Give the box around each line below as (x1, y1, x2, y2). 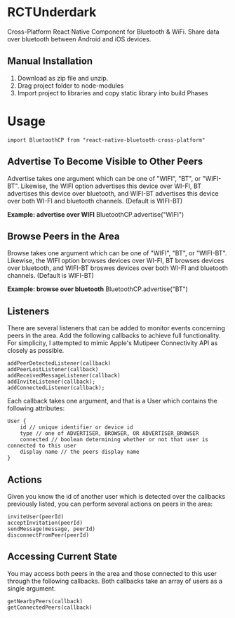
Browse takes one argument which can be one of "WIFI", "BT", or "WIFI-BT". (7, 249, 227, 257)
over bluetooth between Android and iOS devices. (7, 34, 152, 43)
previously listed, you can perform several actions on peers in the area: (7, 499, 213, 508)
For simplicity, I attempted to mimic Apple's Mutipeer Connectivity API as (7, 339, 218, 347)
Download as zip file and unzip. (17, 74, 109, 82)
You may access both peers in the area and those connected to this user (7, 569, 217, 577)
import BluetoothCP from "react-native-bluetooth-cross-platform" (7, 136, 206, 144)
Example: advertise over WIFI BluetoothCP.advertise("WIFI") (7, 210, 184, 218)
